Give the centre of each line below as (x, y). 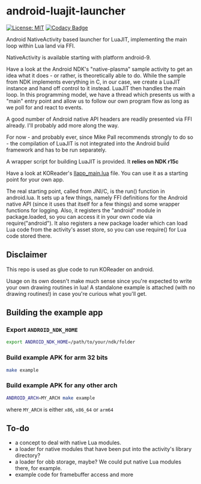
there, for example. (38, 468)
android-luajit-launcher (66, 11)
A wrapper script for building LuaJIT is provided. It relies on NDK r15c (92, 161)
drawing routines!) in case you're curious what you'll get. (76, 293)
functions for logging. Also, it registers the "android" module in (84, 210)
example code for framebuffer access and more (74, 475)
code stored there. (29, 236)
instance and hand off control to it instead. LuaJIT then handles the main (96, 88)
